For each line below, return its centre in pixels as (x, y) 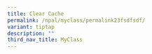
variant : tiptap (31, 27)
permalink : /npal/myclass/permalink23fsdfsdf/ (76, 20)
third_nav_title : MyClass (45, 40)
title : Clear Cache (36, 14)
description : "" (31, 33)
